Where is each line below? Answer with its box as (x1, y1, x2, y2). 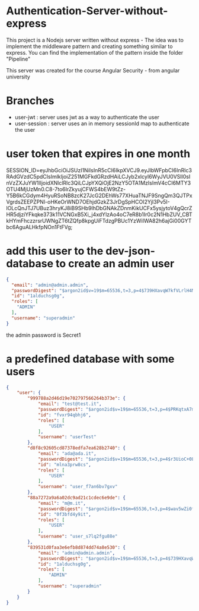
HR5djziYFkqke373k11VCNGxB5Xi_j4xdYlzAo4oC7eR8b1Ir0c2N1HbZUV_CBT (6, 211, 192, 218)
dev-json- (105, 245, 156, 258)
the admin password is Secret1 (6, 331, 81, 338)
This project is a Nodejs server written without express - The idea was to (6, 36, 184, 43)
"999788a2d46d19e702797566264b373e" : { (27, 395, 126, 401)
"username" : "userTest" (37, 434, 97, 440)
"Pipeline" (6, 55, 31, 62)
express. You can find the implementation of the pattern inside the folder (6, 49, 184, 56)
